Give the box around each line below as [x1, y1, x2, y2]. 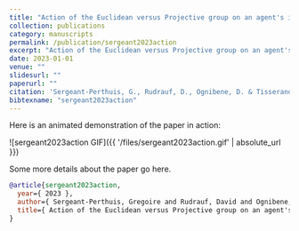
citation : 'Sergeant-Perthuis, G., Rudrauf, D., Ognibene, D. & [9, 87, 253, 96]
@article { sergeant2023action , [9, 181, 122, 190]
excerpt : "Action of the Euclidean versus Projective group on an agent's [9, 46, 293, 55]
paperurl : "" [9, 79, 58, 88]
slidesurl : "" [9, 71, 62, 80]
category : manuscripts [9, 29, 93, 38]
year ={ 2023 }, [17, 189, 74, 198]
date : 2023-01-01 [9, 54, 74, 63]
